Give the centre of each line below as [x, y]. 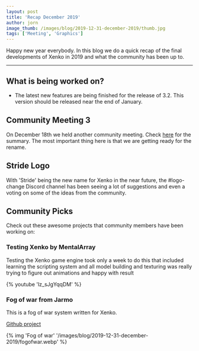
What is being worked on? [55, 81]
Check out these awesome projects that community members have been [95, 225]
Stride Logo [28, 166]
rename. [16, 147]
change [15, 186]
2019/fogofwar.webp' [32, 342]
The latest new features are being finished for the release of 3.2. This [99, 95]
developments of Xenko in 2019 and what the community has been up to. [95, 57]
